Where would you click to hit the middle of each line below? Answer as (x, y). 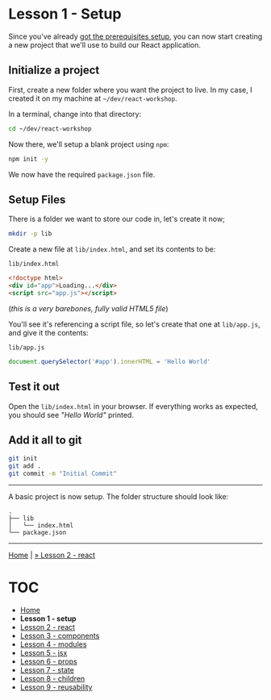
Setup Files (37, 200)
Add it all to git (45, 440)
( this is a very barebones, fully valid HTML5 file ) (88, 308)
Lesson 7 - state (47, 669)
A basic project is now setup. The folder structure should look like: (119, 496)
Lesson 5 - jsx (44, 652)
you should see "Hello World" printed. (71, 415)
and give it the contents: (48, 332)
